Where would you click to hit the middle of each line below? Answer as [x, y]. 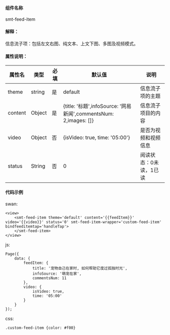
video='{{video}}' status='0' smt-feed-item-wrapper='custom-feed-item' [83, 222]
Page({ [12, 254]
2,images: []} [78, 120]
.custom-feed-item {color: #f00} [40, 328]
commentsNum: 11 [49, 278]
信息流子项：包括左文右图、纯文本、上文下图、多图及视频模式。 [72, 44]
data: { [22, 258]
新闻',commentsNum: [88, 114]
